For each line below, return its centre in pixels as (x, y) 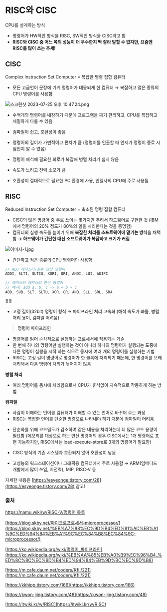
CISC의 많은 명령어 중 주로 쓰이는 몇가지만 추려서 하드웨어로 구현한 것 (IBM (85, 220)
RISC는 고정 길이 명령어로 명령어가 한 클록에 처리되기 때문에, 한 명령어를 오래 (87, 357)
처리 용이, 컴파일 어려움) (36, 317)
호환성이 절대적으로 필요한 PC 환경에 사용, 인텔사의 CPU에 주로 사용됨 (80, 180)
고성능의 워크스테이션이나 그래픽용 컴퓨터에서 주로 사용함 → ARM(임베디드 (85, 463)
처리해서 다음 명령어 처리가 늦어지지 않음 (52, 364)
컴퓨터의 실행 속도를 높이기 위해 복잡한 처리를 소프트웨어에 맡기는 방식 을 (82, 232)
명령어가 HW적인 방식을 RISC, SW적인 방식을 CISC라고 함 (69, 35)
